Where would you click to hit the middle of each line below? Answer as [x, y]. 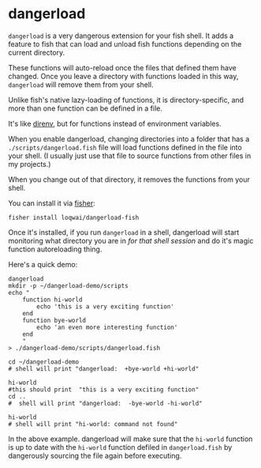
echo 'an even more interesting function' [107, 327]
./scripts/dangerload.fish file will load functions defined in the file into [125, 147]
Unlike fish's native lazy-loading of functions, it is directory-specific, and [126, 100]
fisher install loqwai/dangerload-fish [74, 217]
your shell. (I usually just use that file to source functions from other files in [130, 156]
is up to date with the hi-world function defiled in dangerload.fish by [120, 447]
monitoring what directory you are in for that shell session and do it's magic [131, 240]
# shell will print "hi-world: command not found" [93, 424]
